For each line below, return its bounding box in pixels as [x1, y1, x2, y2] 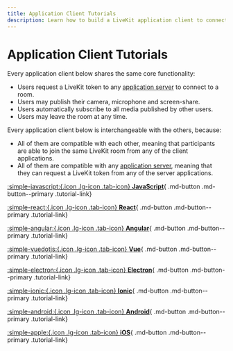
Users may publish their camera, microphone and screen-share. [17, 98, 200, 106]
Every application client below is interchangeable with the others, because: [7, 126, 222, 134]
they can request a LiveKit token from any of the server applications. [17, 169, 214, 177]
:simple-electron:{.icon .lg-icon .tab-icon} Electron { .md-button [7, 266, 189, 275]
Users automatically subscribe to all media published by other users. [17, 105, 214, 113]
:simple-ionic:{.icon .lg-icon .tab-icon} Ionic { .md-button [7, 286, 169, 295]
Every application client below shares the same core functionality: [7, 70, 196, 78]
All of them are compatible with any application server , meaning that [17, 161, 213, 170]
